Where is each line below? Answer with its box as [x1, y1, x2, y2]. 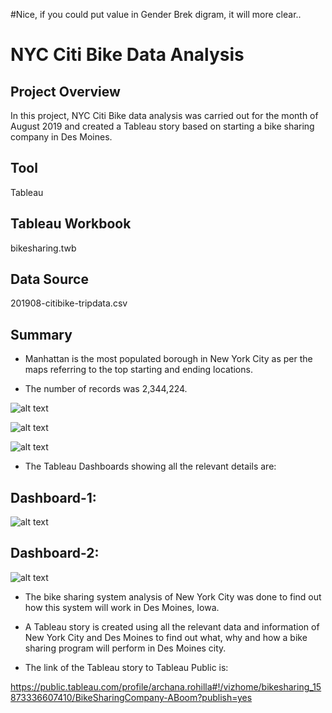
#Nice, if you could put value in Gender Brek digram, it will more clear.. [10, 9, 302, 20]
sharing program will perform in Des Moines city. [24, 642, 227, 654]
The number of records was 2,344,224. [24, 383, 188, 395]
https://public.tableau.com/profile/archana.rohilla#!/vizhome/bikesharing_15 [10, 680, 322, 693]
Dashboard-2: [10, 545, 100, 562]
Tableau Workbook [10, 215, 132, 233]
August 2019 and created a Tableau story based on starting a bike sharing [10, 120, 315, 132]
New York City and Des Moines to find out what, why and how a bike [24, 631, 308, 643]
